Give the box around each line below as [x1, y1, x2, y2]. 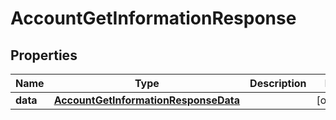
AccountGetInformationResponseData [53, 93, 241, 107]
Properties [10, 47, 78, 64]
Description [249, 77, 307, 90]
